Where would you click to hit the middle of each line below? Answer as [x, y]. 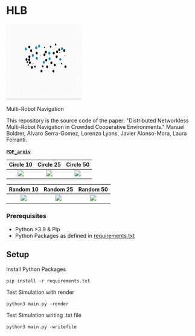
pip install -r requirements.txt [48, 281]
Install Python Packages [36, 269]
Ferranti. [17, 140]
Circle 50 [78, 165]
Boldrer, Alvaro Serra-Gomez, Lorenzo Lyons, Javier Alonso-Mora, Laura [97, 133]
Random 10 [24, 189]
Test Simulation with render [40, 292]
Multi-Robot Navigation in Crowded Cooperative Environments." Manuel [96, 126]
